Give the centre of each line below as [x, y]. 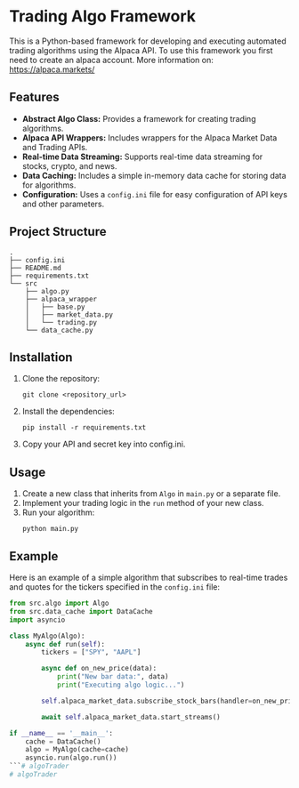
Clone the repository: [61, 379]
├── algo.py [47, 291]
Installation [41, 357]
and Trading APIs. [55, 147]
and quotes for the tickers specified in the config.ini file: [115, 587]
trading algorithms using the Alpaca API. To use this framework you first [141, 50]
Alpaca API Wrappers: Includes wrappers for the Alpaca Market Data [149, 137]
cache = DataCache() [63, 741]
